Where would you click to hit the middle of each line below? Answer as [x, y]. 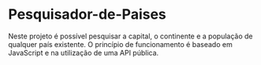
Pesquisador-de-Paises [88, 14]
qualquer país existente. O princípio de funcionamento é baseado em [120, 44]
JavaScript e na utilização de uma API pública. [84, 52]
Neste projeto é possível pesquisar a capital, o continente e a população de [130, 36]
